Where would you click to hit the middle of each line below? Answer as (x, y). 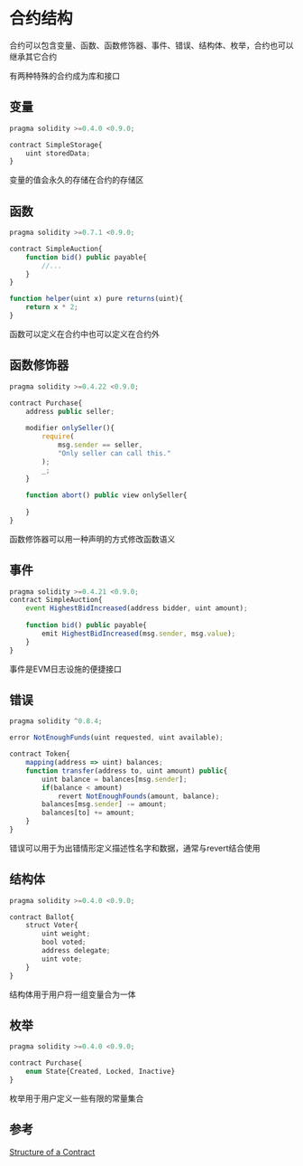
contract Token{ (40, 754)
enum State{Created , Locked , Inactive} (101, 1072)
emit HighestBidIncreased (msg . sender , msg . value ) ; (139, 634)
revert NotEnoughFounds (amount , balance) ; (138, 796)
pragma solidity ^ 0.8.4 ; (56, 721)
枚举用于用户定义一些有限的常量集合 (77, 1098)
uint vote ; (62, 959)
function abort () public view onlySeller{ (106, 495)
